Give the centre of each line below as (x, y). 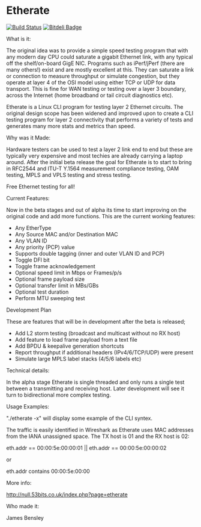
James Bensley (25, 517)
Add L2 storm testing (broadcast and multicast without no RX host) (97, 333)
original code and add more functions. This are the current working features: (101, 216)
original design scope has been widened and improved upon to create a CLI (100, 113)
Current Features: (28, 198)
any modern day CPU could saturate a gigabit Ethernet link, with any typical (100, 57)
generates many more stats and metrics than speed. (71, 126)
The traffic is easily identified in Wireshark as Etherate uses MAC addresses (100, 430)
